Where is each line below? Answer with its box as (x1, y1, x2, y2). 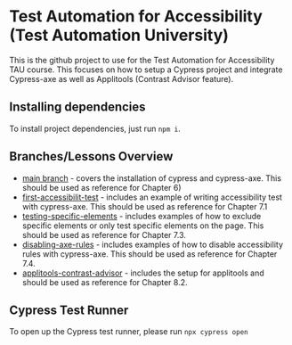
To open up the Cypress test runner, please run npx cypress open (9, 326, 248, 337)
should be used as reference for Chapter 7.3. (21, 229, 187, 240)
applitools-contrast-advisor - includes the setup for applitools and (21, 267, 264, 278)
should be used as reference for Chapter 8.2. (21, 276, 189, 287)
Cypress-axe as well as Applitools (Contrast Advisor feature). (9, 73, 234, 84)
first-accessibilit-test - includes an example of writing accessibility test (21, 192, 283, 202)
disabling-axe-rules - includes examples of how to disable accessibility (21, 239, 283, 250)
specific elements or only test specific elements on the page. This (21, 220, 264, 231)
